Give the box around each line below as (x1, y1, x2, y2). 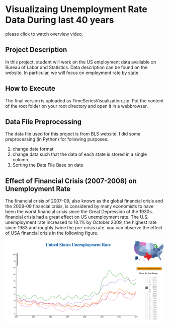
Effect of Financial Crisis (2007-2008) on (5, 176, 137, 185)
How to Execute (5, 84, 55, 93)
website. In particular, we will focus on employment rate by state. (5, 70, 140, 76)
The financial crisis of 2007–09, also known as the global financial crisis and (5, 198, 163, 204)
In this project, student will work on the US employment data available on (5, 59, 156, 65)
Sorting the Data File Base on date (12, 162, 84, 168)
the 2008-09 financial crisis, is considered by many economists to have (5, 203, 154, 210)
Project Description (5, 45, 67, 54)
